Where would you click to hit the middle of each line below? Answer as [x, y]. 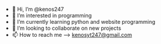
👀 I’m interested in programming [52, 15]
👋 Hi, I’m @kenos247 [38, 9]
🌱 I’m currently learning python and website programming [84, 22]
